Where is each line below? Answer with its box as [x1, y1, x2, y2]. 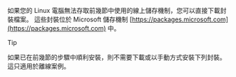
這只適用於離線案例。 [7, 62, 70, 70]
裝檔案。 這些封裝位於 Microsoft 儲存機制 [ [7, 15, 133, 24]
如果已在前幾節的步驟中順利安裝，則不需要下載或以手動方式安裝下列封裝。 [7, 53, 226, 61]
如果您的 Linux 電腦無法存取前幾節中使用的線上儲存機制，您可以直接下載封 [7, 6, 227, 14]
